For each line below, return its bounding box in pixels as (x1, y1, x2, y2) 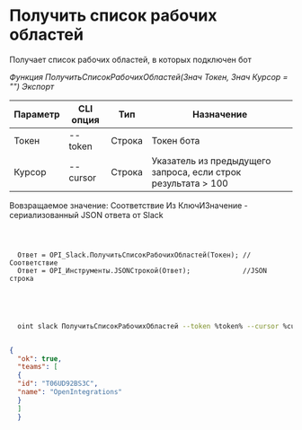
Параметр (13, 108, 60, 120)
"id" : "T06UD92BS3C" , (17, 379, 99, 389)
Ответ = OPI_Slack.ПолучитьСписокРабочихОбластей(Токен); (17, 250, 240, 259)
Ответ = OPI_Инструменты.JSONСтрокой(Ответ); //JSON (17, 266, 268, 275)
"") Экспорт (9, 81, 55, 92)
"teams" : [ (17, 363, 58, 372)
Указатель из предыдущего (151, 154, 271, 167)
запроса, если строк (151, 165, 242, 178)
